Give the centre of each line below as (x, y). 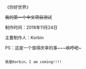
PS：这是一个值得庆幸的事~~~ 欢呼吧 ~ (43, 48)
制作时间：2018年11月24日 (31, 27)
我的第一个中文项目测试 (28, 17)
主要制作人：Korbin (24, 38)
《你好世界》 (18, 7)
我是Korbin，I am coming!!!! (34, 62)
